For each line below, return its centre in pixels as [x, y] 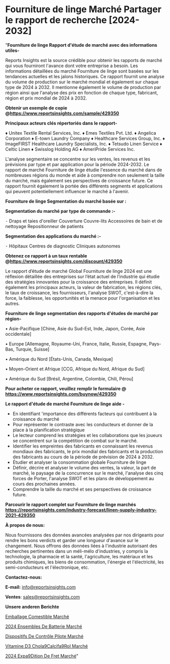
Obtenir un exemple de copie [36, 108]
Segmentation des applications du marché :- [53, 236]
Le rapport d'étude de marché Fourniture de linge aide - [65, 404]
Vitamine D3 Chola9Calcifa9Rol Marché [46, 646]
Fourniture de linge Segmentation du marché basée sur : [66, 201]
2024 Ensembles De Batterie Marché [44, 626]
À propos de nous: [25, 525]
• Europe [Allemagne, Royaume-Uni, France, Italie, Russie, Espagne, [77, 343]
